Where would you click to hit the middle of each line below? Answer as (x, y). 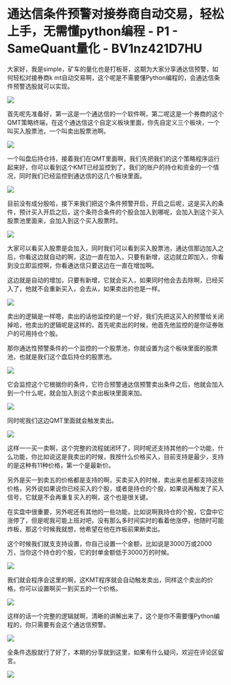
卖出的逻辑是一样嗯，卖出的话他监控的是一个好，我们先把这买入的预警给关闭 (115, 316)
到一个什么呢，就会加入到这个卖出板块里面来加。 (76, 393)
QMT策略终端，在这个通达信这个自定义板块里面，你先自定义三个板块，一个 (113, 122)
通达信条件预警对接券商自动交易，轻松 (116, 14)
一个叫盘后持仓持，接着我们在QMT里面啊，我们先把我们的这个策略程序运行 (113, 159)
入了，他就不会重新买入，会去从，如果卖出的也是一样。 (85, 288)
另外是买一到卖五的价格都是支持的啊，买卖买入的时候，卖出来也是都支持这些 (115, 480)
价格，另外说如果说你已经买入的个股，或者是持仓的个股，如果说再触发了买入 (115, 488)
